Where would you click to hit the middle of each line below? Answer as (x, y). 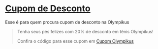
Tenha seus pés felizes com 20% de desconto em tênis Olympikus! (85, 31)
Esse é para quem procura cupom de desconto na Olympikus (67, 22)
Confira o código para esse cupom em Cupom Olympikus (75, 41)
